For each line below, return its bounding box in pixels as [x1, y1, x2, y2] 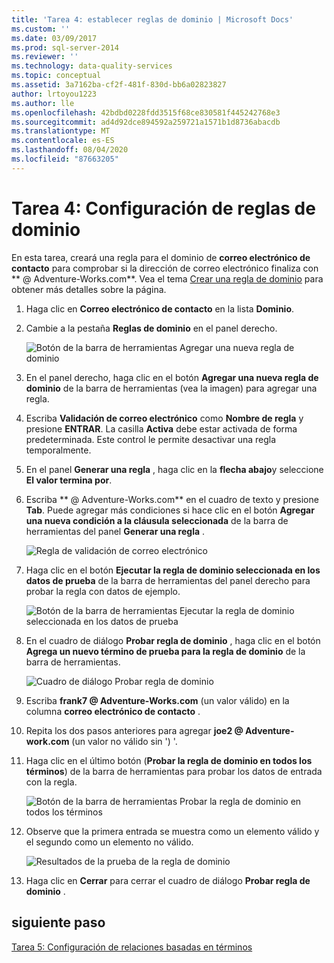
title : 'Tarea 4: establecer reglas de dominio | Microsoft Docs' [11, 14, 294, 25]
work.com [25, 735, 70, 747]
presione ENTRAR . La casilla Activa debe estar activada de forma [25, 422, 298, 435]
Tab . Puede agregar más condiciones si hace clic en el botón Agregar [25, 504, 315, 516]
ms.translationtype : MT [11, 126, 111, 136]
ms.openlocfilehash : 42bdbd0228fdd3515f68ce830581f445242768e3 [11, 107, 281, 118]
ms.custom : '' [11, 24, 71, 34]
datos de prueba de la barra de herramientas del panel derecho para [25, 574, 311, 586]
